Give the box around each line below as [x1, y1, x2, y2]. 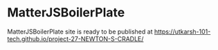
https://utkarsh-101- [154, 27, 211, 36]
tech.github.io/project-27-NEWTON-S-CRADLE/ [7, 34, 144, 42]
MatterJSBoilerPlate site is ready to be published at [7, 27, 153, 36]
